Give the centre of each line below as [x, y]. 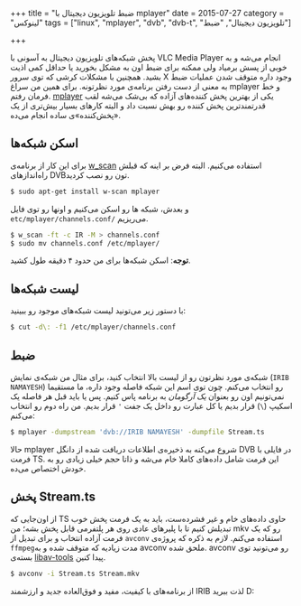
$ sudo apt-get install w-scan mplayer [85, 191]
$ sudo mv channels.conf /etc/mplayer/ [85, 243]
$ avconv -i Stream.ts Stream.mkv [75, 573]
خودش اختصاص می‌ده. [48, 468]
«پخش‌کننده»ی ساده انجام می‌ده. [65, 115]
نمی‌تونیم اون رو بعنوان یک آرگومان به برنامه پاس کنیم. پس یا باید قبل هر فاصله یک [147, 396]
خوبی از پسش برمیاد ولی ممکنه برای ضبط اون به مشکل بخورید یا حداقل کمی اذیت [149, 67]
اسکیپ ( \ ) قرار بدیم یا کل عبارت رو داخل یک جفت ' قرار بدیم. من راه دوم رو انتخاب [151, 406]
